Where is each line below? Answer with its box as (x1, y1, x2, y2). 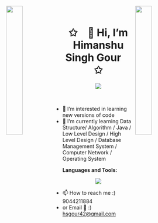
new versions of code (62, 112, 115, 119)
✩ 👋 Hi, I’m (68, 26, 128, 39)
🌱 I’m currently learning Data (62, 117, 132, 124)
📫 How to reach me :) (62, 189, 116, 196)
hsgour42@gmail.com (62, 210, 116, 217)
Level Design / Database (62, 136, 122, 143)
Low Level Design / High (62, 130, 122, 137)
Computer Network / (62, 148, 112, 156)
